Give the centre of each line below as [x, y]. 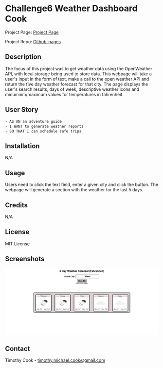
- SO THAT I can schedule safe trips [43, 131]
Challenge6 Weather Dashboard [71, 8]
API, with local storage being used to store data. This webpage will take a [79, 74]
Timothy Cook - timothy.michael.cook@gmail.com [55, 360]
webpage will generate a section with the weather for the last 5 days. [74, 190]
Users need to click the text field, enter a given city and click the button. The [82, 184]
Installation [22, 146]
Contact [18, 349]
